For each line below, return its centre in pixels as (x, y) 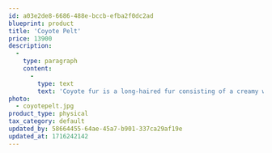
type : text (56, 83)
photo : (19, 99)
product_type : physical (49, 114)
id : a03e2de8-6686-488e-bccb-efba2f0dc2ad (81, 16)
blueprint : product (41, 23)
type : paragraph (51, 62)
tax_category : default (47, 121)
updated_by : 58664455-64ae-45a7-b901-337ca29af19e (96, 129)
